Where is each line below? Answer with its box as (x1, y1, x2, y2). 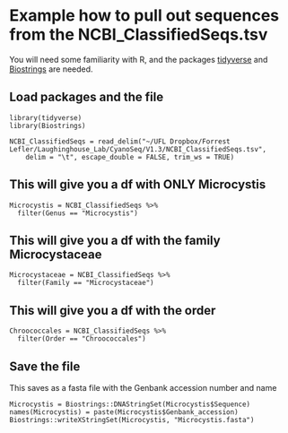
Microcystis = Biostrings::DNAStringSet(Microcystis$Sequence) (9, 400, 251, 409)
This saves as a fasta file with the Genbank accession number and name (9, 383, 277, 393)
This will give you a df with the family (9, 232, 222, 247)
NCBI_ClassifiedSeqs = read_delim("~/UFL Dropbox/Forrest (9, 136, 231, 146)
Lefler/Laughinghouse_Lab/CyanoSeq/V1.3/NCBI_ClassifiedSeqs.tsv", (9, 144, 267, 153)
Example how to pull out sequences (9, 5, 280, 26)
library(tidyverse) (9, 113, 83, 122)
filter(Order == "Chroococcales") (17, 334, 146, 343)
